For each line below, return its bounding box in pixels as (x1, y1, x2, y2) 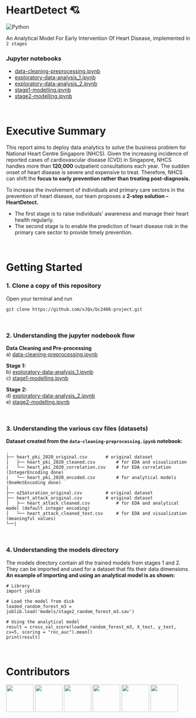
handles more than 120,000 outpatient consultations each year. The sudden (6, 162, 190, 170)
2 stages (6, 40, 27, 47)
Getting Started (6, 261, 83, 274)
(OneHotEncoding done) (6, 480, 61, 486)
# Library (6, 583, 30, 589)
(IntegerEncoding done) (6, 469, 64, 475)
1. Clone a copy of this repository (6, 282, 101, 290)
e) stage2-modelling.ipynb (6, 398, 70, 405)
